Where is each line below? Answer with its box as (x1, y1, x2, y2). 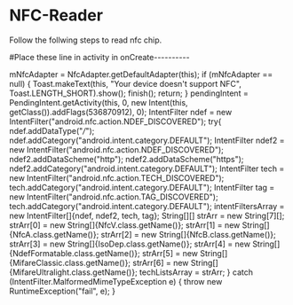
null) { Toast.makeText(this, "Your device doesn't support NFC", (9, 78, 242, 89)
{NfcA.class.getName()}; (9, 229, 99, 239)
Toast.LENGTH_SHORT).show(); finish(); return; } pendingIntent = (9, 88, 249, 98)
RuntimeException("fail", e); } (9, 285, 115, 296)
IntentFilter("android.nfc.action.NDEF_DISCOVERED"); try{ (9, 116, 222, 127)
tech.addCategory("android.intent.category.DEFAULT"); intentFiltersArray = (9, 200, 285, 211)
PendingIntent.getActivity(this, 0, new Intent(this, (9, 97, 188, 107)
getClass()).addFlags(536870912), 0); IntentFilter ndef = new (9, 106, 233, 117)
